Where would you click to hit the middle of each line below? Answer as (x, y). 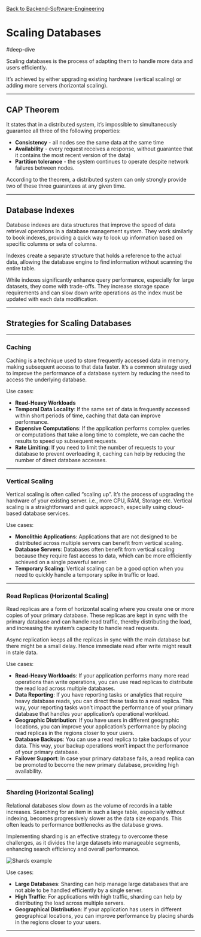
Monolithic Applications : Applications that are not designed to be (96, 537)
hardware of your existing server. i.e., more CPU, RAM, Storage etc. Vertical (99, 501)
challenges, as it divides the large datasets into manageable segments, (94, 842)
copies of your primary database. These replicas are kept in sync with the (97, 615)
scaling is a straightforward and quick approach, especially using (86, 507)
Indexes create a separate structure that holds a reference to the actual (94, 255)
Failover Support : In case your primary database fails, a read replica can (104, 758)
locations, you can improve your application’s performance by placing (101, 727)
